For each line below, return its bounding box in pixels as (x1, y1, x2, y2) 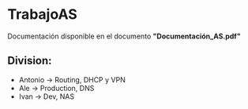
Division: (7, 54, 52, 67)
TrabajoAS (7, 5, 78, 24)
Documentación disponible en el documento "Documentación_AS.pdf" (7, 31, 242, 41)
